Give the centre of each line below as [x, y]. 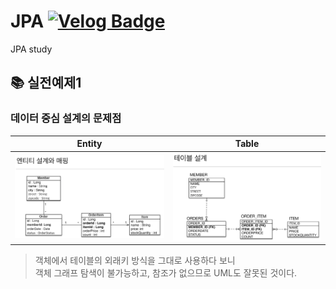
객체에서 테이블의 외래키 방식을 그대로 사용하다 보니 [135, 261]
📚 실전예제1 [46, 83]
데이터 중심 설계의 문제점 [66, 118]
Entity [89, 144]
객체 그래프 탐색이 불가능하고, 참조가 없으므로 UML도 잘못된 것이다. [166, 273]
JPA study [31, 49]
